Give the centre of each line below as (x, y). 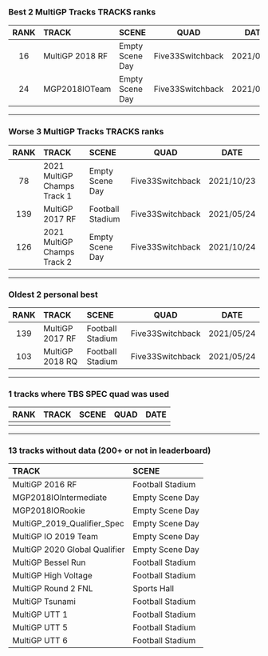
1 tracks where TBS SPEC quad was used (89, 394)
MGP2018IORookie (49, 510)
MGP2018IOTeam (77, 89)
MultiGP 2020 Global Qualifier (69, 550)
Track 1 (58, 196)
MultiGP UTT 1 (40, 614)
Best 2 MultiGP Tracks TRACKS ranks (82, 12)
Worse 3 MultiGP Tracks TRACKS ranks (86, 132)
